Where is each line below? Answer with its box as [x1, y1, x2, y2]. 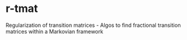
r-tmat [5, 2, 38, 16]
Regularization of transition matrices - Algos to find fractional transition [5, 21, 181, 29]
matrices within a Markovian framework [5, 27, 104, 35]
